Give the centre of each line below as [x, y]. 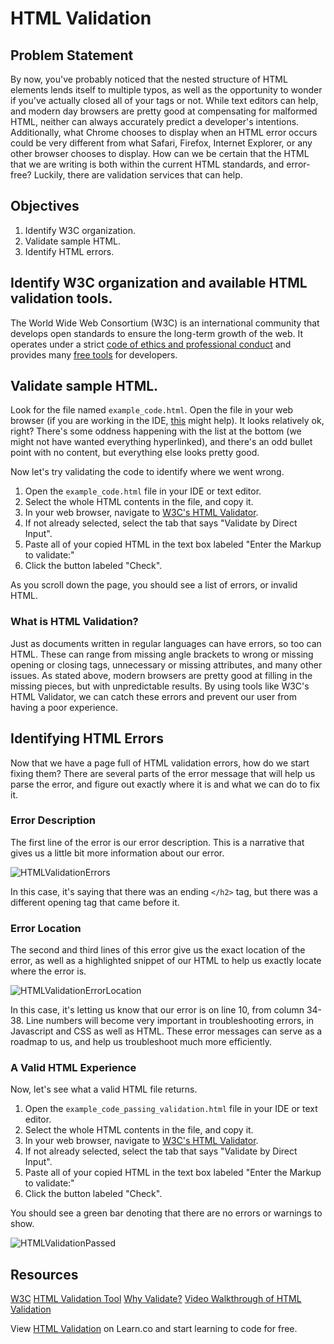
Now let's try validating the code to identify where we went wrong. [147, 472]
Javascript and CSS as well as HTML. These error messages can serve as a [166, 1031]
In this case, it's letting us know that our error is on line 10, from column [157, 1010]
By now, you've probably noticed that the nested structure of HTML [149, 79]
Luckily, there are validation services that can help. [138, 175]
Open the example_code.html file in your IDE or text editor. [143, 491]
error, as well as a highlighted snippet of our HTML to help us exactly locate [166, 961]
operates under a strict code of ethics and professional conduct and [151, 344]
